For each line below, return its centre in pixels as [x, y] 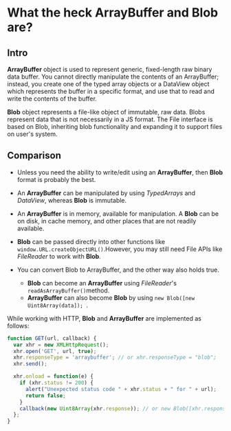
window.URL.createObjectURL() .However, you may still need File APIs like [120, 249]
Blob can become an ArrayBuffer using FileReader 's [102, 283]
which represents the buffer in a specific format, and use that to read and [111, 91]
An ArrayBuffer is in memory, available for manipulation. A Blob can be [118, 213]
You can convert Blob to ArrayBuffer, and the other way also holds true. [118, 270]
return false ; [46, 395]
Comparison [34, 156]
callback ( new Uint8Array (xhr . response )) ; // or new [95, 408]
